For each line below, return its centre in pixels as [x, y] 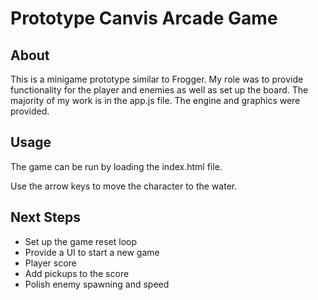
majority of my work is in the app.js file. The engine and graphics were [155, 100]
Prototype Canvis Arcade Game [144, 18]
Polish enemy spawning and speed [97, 284]
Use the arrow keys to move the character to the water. [124, 186]
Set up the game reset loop [81, 241]
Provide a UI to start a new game [92, 252]
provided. [30, 111]
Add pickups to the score [77, 273]
